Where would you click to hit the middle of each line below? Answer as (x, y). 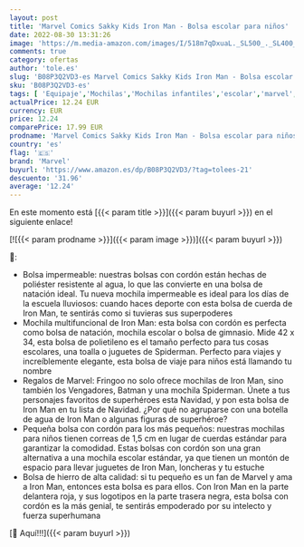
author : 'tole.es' (44, 69)
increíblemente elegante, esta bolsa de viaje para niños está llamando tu (157, 361)
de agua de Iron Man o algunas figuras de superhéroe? (125, 419)
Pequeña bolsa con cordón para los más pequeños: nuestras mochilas (153, 429)
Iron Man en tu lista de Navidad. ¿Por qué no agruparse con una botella (155, 410)
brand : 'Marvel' (40, 161)
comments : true (38, 52)
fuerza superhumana (62, 516)
